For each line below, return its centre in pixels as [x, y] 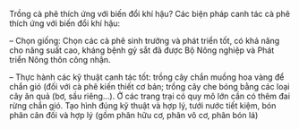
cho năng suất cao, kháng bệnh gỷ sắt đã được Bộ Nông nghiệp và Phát [142, 50]
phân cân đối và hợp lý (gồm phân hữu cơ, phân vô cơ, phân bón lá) [134, 115]
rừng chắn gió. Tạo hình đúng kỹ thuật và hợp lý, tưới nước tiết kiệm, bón [143, 106]
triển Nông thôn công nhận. [60, 60]
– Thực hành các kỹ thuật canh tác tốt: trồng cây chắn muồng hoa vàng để [147, 77]
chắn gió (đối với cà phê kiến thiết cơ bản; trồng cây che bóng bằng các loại [149, 86]
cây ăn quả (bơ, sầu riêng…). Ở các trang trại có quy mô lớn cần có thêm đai [150, 96]
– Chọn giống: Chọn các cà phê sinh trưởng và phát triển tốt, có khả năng [145, 41]
